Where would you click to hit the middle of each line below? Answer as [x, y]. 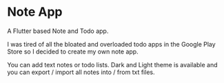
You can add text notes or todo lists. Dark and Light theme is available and [113, 64]
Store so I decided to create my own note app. [73, 51]
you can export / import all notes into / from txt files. [81, 72]
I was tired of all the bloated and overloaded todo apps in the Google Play [111, 44]
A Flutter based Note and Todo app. [58, 31]
